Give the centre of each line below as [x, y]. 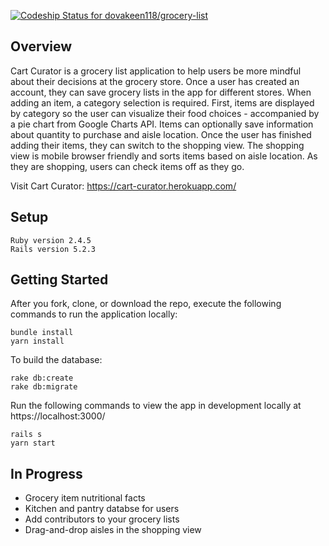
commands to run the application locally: [94, 314]
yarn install [37, 341]
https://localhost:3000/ [58, 416]
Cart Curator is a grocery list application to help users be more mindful [156, 71]
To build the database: [56, 360]
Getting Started [59, 280]
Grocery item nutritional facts [85, 498]
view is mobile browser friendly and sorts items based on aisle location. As [164, 156]
